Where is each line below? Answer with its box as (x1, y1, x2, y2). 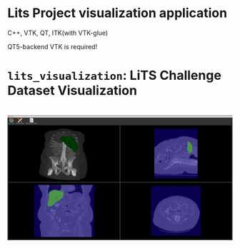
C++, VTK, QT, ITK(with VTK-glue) (7, 29, 109, 37)
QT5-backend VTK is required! (7, 42, 98, 51)
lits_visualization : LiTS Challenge (7, 68, 221, 83)
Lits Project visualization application (7, 5, 227, 21)
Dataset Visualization (7, 83, 138, 99)
